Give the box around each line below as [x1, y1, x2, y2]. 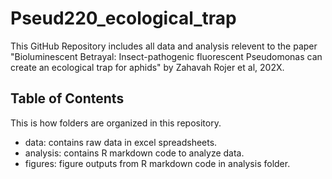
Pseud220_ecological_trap [10, 7, 237, 30]
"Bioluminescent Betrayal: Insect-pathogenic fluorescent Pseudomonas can [10, 50, 323, 62]
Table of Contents [10, 90, 125, 107]
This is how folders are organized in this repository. [10, 117, 222, 129]
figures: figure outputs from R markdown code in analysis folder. [24, 157, 291, 169]
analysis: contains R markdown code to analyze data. [24, 147, 245, 159]
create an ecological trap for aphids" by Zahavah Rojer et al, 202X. [10, 61, 285, 73]
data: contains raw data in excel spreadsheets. [24, 136, 218, 148]
